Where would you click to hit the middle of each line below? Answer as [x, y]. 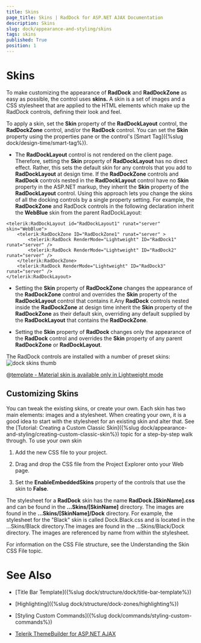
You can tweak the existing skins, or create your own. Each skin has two [96, 408]
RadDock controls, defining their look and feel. [64, 112]
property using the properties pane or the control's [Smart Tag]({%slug [95, 136]
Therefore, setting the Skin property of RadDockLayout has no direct [101, 161]
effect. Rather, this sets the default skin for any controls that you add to [103, 167]
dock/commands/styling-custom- [150, 615]
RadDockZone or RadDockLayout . [59, 345]
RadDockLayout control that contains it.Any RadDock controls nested [102, 301]
